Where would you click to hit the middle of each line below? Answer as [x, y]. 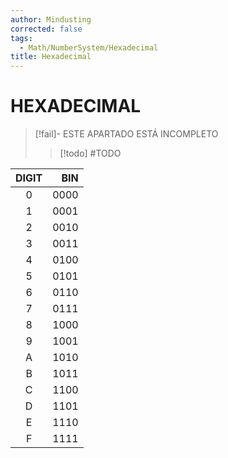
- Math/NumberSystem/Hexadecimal [89, 47]
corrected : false [46, 29]
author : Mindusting [51, 19]
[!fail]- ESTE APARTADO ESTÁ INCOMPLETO [126, 134]
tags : [21, 38]
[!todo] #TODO [90, 153]
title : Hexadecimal [51, 57]
